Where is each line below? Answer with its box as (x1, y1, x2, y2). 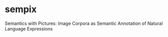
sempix (5, 4, 37, 15)
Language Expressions (5, 25, 53, 31)
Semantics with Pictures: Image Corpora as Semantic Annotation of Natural (5, 20, 163, 26)
